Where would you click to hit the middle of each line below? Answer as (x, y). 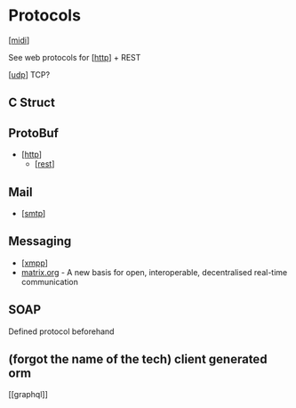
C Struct (32, 103)
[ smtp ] (33, 213)
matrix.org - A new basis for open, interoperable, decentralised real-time (154, 272)
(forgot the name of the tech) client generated (138, 359)
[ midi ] (19, 40)
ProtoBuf (34, 133)
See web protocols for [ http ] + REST (75, 57)
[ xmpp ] (34, 263)
